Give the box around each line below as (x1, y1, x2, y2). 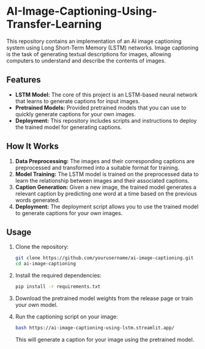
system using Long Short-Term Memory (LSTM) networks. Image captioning (6, 44, 199, 51)
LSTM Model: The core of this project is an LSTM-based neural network (15, 90, 198, 98)
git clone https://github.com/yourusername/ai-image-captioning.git (15, 255, 194, 261)
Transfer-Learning (6, 17, 102, 31)
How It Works (6, 141, 59, 152)
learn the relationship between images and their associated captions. (15, 177, 190, 184)
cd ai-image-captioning (15, 261, 76, 267)
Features (6, 75, 41, 85)
